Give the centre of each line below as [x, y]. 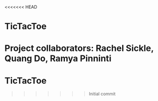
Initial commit [102, 94]
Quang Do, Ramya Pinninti [58, 58]
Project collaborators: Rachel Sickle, [79, 48]
